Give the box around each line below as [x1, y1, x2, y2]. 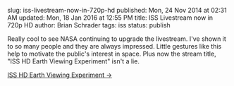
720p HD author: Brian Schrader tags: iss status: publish [7, 21, 171, 29]
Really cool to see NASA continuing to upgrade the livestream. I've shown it [7, 35, 227, 43]
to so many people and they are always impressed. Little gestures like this [7, 42, 222, 50]
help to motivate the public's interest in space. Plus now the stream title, [7, 49, 216, 58]
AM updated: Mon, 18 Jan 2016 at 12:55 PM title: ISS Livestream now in [7, 13, 214, 22]
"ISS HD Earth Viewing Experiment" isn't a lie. [7, 57, 140, 66]
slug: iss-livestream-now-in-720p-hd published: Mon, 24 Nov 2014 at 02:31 [7, 6, 227, 14]
